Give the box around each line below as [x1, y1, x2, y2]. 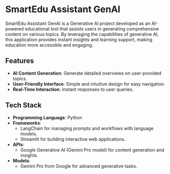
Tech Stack [5, 101, 42, 110]
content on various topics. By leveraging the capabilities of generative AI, [5, 31, 159, 37]
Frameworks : [12, 120, 42, 126]
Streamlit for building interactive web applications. [20, 136, 126, 142]
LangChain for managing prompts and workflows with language [20, 125, 154, 131]
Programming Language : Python [12, 114, 82, 120]
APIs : [12, 141, 24, 148]
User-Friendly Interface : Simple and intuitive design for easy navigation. [12, 81, 165, 87]
